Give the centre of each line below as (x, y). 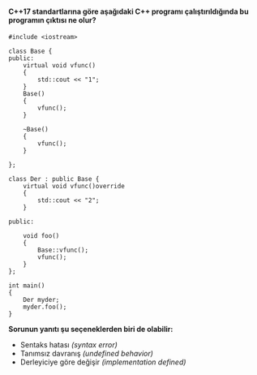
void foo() (41, 236)
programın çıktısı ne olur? (52, 19)
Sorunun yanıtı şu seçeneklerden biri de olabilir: (91, 330)
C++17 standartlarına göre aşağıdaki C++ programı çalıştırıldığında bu (128, 11)
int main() (27, 286)
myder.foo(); (45, 307)
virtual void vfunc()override (74, 187)
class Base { (30, 52)
